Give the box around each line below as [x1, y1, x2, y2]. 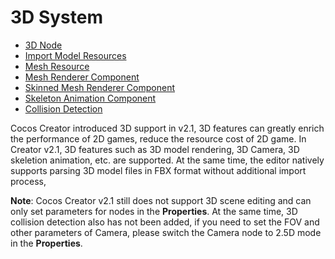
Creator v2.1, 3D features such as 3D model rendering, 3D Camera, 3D [10, 143, 300, 155]
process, [10, 175, 47, 187]
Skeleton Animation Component [24, 92, 157, 104]
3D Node [24, 39, 63, 51]
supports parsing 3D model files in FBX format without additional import [10, 164, 307, 176]
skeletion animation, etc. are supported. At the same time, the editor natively [10, 154, 325, 166]
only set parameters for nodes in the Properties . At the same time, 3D [10, 205, 298, 217]
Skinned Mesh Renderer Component [24, 81, 175, 93]
